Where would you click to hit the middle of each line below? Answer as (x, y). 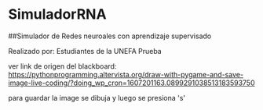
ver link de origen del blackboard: (62, 66)
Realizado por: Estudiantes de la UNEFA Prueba (85, 51)
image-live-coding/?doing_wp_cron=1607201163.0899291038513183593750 (131, 83)
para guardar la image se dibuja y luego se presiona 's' (97, 98)
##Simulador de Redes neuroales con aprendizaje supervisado (110, 36)
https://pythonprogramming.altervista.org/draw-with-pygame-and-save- (126, 74)
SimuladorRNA (58, 14)
